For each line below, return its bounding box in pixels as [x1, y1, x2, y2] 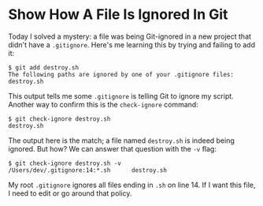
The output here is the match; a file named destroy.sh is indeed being [8, 136, 235, 145]
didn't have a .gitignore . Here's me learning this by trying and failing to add [8, 39, 256, 49]
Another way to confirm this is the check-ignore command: [8, 99, 198, 109]
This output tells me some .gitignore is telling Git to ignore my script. [8, 91, 234, 100]
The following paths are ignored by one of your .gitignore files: [8, 70, 235, 78]
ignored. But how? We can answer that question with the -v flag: [8, 144, 217, 153]
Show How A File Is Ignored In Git [8, 6, 228, 24]
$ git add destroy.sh [8, 63, 80, 72]
